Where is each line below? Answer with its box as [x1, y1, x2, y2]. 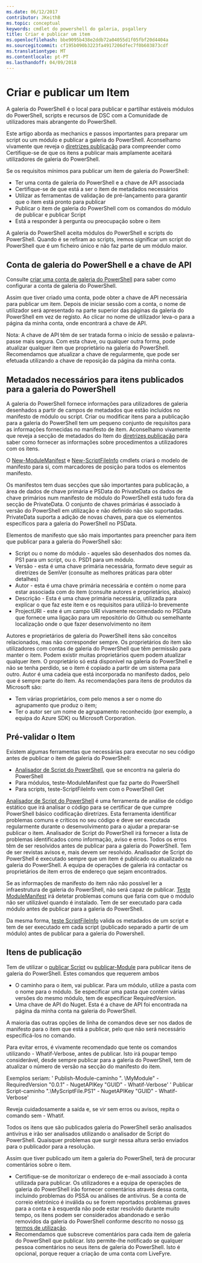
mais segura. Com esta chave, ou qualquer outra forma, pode [22, 338, 175, 345]
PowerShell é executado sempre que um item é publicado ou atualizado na [6, 855, 192, 862]
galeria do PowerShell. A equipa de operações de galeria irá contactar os [6, 861, 188, 868]
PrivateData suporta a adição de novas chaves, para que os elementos [6, 513, 182, 521]
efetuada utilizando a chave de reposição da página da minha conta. [6, 357, 176, 365]
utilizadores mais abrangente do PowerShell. [6, 119, 118, 126]
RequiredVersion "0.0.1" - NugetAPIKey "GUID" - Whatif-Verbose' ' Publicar [6, 1080, 194, 1088]
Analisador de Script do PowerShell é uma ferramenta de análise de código [6, 797, 193, 804]
